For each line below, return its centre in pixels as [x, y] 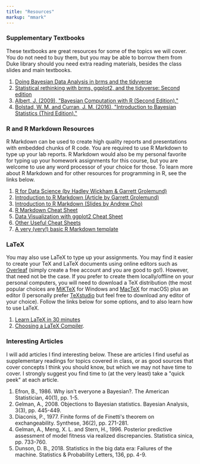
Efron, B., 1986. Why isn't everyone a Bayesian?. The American [92, 391]
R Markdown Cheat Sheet [46, 210]
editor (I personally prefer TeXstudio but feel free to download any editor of [98, 295]
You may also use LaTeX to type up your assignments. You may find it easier [100, 257]
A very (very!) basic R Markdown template [67, 229]
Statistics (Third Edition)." [46, 113]
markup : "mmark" [26, 17]
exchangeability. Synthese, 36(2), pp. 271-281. [72, 423]
